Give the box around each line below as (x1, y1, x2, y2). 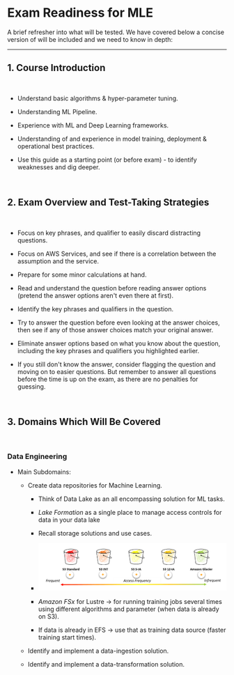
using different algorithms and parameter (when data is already (38, 605, 219, 614)
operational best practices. (17, 141, 95, 150)
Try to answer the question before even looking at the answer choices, (17, 318, 221, 327)
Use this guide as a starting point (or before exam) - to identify (17, 155, 197, 164)
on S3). (38, 612, 59, 621)
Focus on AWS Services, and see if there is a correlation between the (17, 249, 217, 258)
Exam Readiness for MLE (7, 5, 153, 21)
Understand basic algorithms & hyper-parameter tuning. (17, 94, 179, 102)
